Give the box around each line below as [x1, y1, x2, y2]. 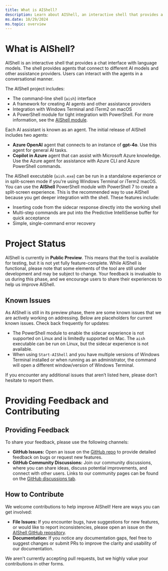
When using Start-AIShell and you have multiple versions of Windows [12, 351, 160, 357]
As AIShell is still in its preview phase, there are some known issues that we [5, 309, 162, 315]
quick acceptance [12, 215, 50, 221]
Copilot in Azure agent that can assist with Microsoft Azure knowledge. [12, 152, 161, 159]
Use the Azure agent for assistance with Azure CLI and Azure [12, 158, 140, 164]
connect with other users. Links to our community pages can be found [12, 470, 158, 476]
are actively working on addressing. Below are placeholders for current [5, 315, 152, 321]
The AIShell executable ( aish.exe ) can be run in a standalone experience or [5, 173, 162, 179]
